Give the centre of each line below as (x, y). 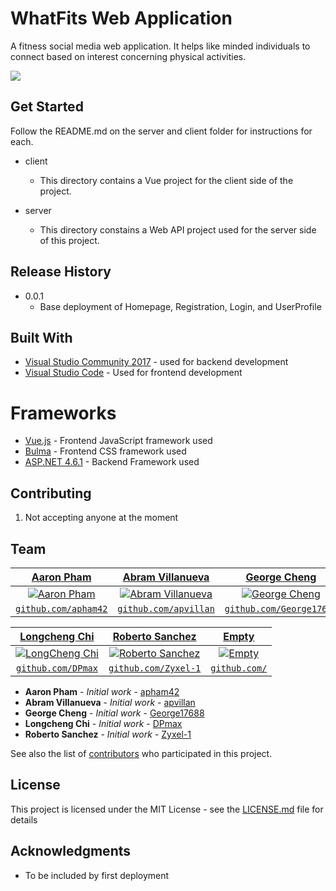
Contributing (51, 493)
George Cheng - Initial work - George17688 (114, 713)
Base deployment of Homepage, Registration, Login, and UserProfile (180, 306)
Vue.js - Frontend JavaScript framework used (118, 441)
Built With (41, 337)
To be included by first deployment (97, 875)
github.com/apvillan (166, 608)
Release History (61, 272)
